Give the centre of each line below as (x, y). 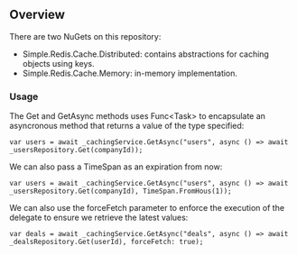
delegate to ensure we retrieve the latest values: (99, 218)
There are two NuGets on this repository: (85, 36)
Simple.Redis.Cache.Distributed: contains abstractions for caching (145, 54)
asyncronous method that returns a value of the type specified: (127, 126)
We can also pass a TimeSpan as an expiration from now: (116, 167)
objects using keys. (58, 63)
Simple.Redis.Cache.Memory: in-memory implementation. (130, 73)
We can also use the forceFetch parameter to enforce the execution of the (147, 208)
